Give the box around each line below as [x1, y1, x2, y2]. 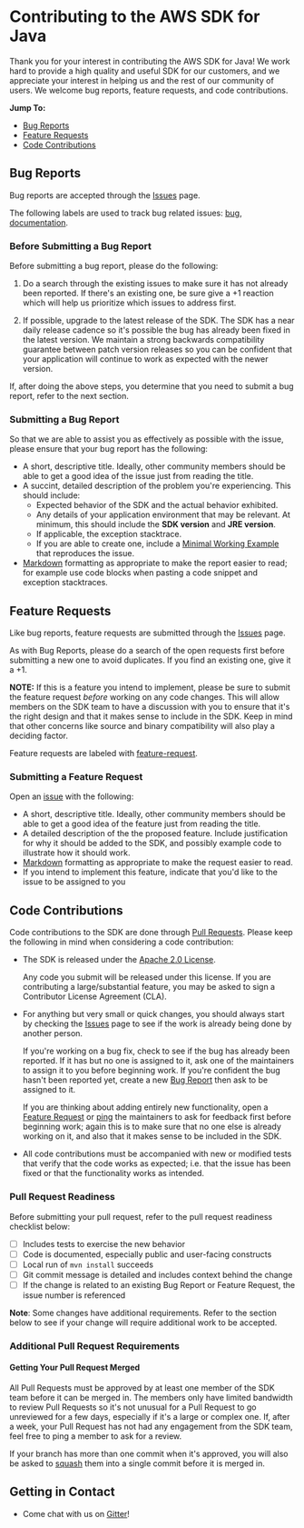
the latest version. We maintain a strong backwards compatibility [22, 335, 265, 345]
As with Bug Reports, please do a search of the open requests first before [9, 645, 285, 656]
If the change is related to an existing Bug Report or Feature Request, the [22, 1279, 296, 1290]
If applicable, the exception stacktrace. [35, 529, 182, 540]
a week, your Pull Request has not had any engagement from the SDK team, [9, 1421, 293, 1432]
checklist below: [9, 1221, 71, 1232]
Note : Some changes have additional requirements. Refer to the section [9, 1307, 277, 1318]
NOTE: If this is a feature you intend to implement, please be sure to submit [9, 682, 290, 693]
